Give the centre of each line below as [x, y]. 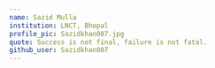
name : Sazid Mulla [43, 17]
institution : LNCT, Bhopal [59, 26]
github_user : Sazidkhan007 [59, 50]
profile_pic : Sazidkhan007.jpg [67, 34]
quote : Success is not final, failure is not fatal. [108, 42]
